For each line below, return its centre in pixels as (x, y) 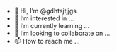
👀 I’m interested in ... (44, 18)
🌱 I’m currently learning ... (52, 26)
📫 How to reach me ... (47, 41)
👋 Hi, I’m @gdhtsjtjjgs (45, 11)
